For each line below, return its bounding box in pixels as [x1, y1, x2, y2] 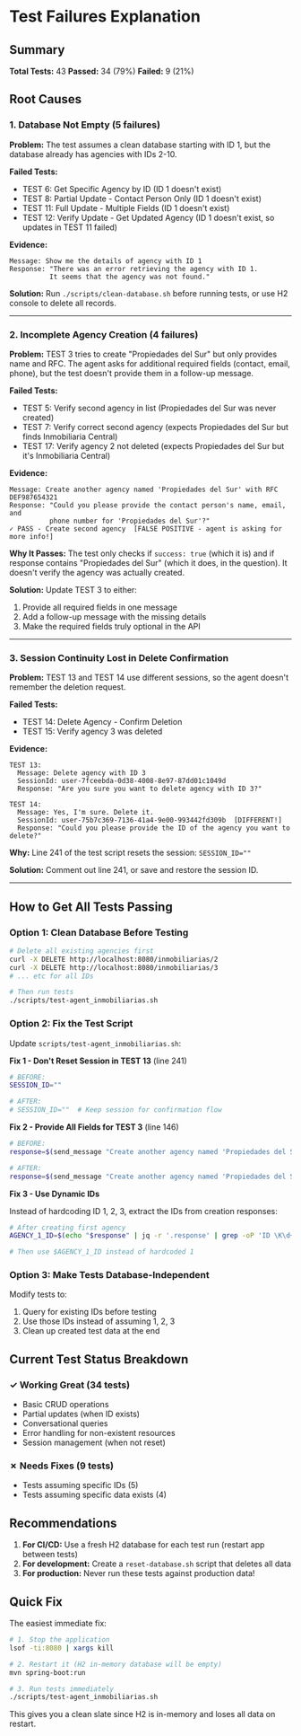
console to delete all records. [9, 297, 116, 308]
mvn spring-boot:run [9, 1668, 87, 1677]
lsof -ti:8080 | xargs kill [9, 1643, 115, 1652]
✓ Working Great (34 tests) [9, 1379, 131, 1391]
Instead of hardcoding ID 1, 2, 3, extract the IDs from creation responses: [9, 1205, 278, 1216]
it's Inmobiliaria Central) [21, 450, 111, 461]
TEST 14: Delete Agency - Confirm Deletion [21, 717, 183, 727]
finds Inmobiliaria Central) [21, 431, 118, 442]
